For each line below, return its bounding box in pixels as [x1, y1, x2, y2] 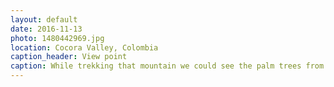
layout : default [10, 14, 78, 25]
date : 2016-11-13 [10, 24, 83, 34]
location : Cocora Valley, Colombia [10, 42, 159, 53]
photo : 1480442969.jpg [10, 33, 105, 43]
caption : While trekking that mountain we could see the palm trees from [10, 61, 325, 71]
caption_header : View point [10, 52, 128, 62]
